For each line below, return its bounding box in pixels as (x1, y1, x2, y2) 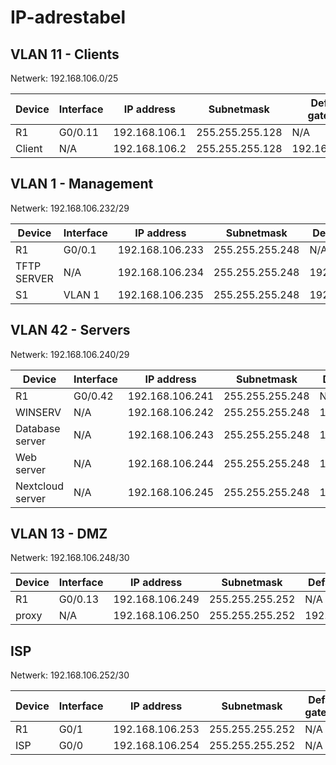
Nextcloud (15, 479, 65, 493)
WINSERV (15, 405, 62, 419)
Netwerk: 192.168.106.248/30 (10, 552, 130, 564)
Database (15, 421, 61, 435)
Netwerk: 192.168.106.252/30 (10, 669, 130, 681)
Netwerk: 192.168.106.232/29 (10, 202, 130, 214)
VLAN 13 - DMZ (10, 526, 108, 543)
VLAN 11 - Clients (10, 46, 120, 63)
